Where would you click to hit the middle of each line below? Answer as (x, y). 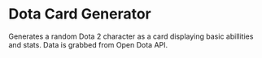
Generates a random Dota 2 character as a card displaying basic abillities (131, 36)
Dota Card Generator (80, 14)
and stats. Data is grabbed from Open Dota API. (88, 44)
